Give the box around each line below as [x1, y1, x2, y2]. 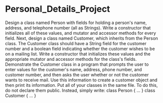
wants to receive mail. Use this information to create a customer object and [5, 77, 158, 83]
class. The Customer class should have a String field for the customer [5, 40, 147, 46]
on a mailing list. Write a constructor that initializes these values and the [5, 51, 151, 57]
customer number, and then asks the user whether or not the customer [5, 72, 149, 77]
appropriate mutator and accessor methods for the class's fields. [5, 56, 137, 62]
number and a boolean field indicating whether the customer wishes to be [5, 46, 155, 51]
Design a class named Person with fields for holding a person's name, [5, 20, 147, 26]
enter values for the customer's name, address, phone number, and [5, 66, 142, 72]
